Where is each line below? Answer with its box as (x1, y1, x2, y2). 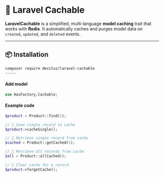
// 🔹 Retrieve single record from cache (5, 136, 89, 141)
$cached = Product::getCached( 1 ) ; (5, 140, 76, 145)
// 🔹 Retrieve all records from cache (5, 149, 84, 154)
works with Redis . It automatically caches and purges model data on (5, 25, 143, 31)
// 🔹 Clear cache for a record (5, 162, 69, 167)
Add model (5, 81, 28, 87)
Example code (5, 102, 35, 108)
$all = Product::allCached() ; (5, 154, 67, 159)
